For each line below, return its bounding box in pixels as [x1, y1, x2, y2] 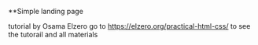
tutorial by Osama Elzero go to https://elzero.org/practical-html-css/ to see [8, 22, 251, 30]
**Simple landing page [8, 7, 84, 16]
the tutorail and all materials [8, 30, 98, 39]
